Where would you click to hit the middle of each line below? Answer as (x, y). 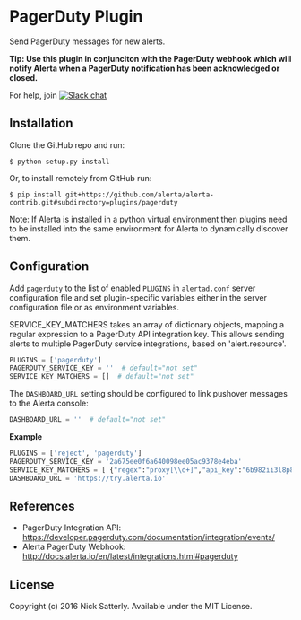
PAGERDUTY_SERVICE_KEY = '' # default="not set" (104, 368)
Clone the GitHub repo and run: (67, 144)
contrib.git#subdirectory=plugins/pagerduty (94, 202)
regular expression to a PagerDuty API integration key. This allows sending (147, 334)
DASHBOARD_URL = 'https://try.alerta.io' (88, 478)
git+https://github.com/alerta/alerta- (140, 195)
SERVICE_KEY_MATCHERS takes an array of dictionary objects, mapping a (147, 324)
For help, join (34, 95)
